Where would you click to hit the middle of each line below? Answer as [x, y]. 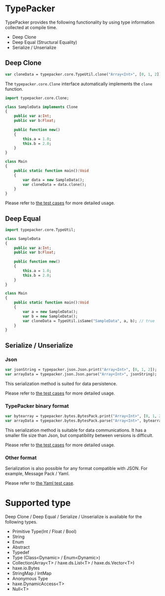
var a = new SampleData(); [50, 312]
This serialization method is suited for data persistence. [61, 383]
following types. [21, 522]
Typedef [21, 553]
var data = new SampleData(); [54, 180]
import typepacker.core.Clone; [37, 98]
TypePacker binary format [37, 406]
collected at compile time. [31, 27]
